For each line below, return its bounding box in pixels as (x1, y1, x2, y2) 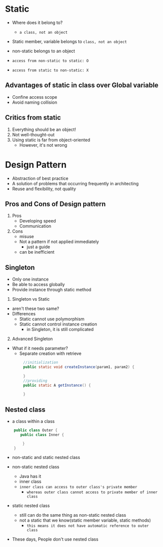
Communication (19, 223, 52, 229)
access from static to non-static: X (12, 67, 89, 73)
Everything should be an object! (12, 126, 76, 132)
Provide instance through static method (12, 287, 91, 293)
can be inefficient (19, 249, 54, 255)
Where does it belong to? (12, 20, 63, 25)
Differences (12, 311, 36, 317)
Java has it (19, 473, 41, 480)
